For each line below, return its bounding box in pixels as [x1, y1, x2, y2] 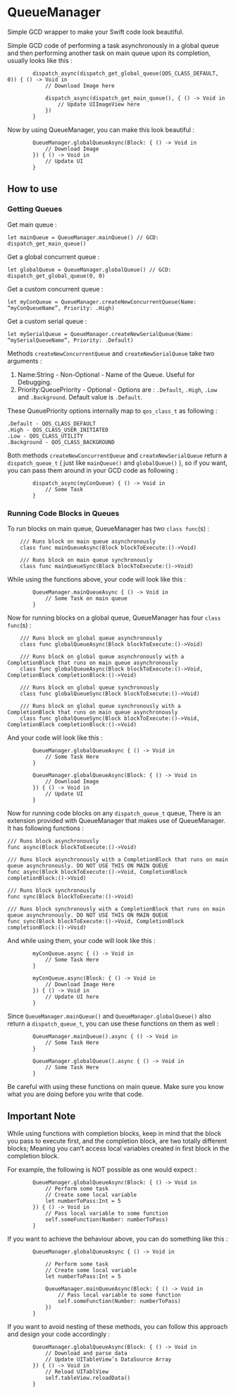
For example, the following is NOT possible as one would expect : [7, 1165, 197, 1174]
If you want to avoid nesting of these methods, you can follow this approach [7, 1322, 228, 1330]
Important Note [7, 1110, 76, 1122]
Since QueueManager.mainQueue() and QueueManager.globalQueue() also [7, 1011, 211, 1020]
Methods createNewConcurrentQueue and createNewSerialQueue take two [7, 349, 215, 357]
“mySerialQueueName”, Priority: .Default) [7, 337, 134, 344]
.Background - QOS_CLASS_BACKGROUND [7, 438, 115, 445]
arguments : [7, 356, 42, 365]
